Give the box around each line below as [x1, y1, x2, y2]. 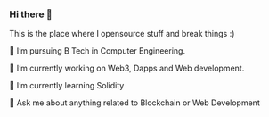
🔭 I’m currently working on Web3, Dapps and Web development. [9, 63, 245, 74]
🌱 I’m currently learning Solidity [9, 80, 125, 91]
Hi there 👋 [9, 8, 53, 21]
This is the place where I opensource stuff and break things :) [9, 29, 235, 39]
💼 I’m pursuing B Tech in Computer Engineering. [9, 46, 185, 56]
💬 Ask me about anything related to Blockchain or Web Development [9, 97, 260, 108]
